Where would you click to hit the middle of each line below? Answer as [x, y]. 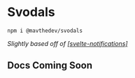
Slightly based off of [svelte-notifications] [67, 43]
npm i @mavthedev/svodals [45, 31]
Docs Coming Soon [50, 66]
